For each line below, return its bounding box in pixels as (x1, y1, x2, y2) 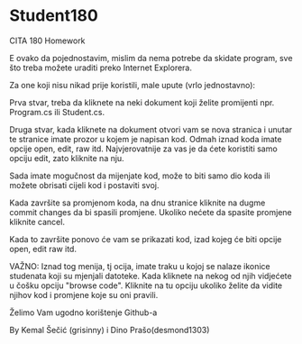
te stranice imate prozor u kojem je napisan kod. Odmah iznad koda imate (9, 133, 282, 144)
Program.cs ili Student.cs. (9, 106, 105, 117)
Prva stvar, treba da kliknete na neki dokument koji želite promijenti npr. (9, 96, 275, 108)
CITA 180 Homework (9, 35, 86, 46)
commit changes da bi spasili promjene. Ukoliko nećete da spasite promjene (9, 206, 292, 217)
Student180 (9, 5, 99, 26)
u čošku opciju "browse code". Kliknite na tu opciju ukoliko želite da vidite (9, 280, 282, 291)
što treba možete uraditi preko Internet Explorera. (9, 62, 192, 73)
